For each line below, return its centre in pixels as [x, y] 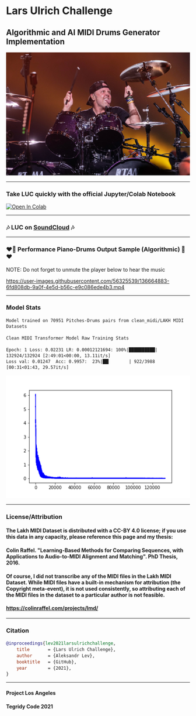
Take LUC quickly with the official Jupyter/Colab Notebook [91, 194]
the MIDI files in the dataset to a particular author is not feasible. [85, 595]
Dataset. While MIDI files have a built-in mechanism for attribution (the [93, 582]
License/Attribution [34, 516]
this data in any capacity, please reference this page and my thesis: [90, 537]
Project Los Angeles [31, 693]
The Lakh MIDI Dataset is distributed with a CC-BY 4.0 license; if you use [96, 530]
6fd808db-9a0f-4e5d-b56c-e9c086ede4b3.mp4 [65, 287]
